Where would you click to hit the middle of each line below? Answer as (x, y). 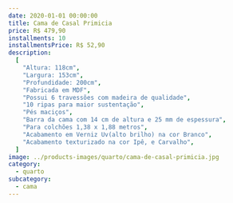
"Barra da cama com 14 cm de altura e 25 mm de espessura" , (124, 120)
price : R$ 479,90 (37, 30)
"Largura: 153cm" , (53, 75)
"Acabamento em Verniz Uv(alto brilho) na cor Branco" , (118, 134)
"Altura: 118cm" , (51, 68)
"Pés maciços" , (48, 113)
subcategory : (30, 179)
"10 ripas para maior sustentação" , (84, 105)
